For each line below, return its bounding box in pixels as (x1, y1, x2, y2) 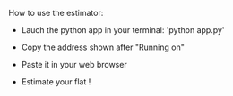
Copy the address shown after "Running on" (21, 42, 185, 52)
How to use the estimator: (8, 8, 104, 18)
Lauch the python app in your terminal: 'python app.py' (21, 25, 225, 35)
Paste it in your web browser (21, 60, 127, 69)
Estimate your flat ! (21, 76, 91, 87)
